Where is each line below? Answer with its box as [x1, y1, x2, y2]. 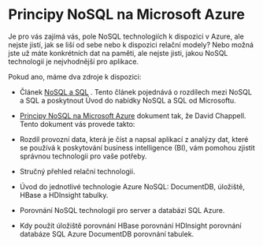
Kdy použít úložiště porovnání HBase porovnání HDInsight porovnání [19, 221, 242, 230]
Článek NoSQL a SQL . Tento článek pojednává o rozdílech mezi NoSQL [19, 87, 252, 96]
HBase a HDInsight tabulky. [19, 190, 109, 199]
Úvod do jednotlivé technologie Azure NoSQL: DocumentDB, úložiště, [19, 181, 246, 191]
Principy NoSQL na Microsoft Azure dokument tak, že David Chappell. [19, 110, 246, 120]
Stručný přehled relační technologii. [19, 166, 135, 176]
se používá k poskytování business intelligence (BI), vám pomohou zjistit [19, 143, 256, 152]
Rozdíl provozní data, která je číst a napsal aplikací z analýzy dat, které [19, 134, 249, 143]
